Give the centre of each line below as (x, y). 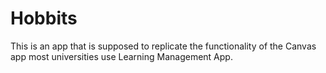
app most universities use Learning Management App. (121, 56)
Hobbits (44, 18)
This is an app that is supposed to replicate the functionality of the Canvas (163, 46)
